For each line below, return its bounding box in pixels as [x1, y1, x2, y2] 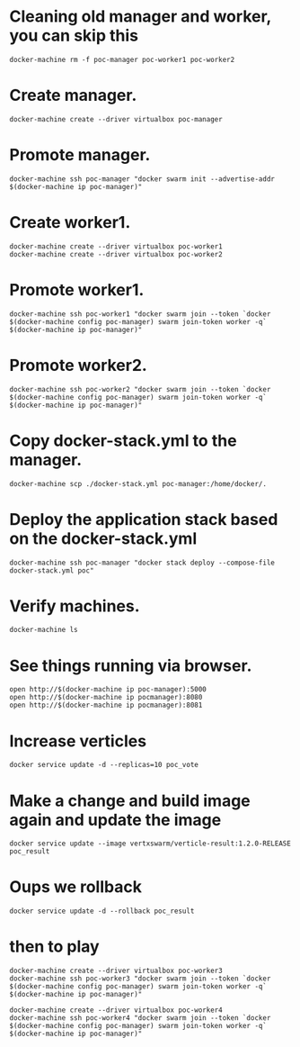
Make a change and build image [9, 790, 251, 811]
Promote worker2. [9, 355, 148, 375]
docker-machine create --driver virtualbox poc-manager [9, 114, 223, 123]
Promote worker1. [9, 279, 145, 300]
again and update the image [9, 809, 222, 830]
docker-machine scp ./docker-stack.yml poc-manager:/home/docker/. [9, 479, 268, 488]
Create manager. [9, 86, 137, 105]
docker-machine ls [9, 626, 78, 635]
